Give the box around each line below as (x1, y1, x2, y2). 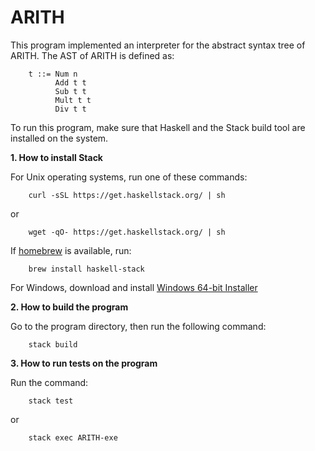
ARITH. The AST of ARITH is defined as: (10, 49, 175, 61)
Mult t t (54, 95, 92, 105)
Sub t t (54, 86, 87, 96)
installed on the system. (10, 132, 109, 144)
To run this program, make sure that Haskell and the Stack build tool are (10, 121, 306, 133)
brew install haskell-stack (28, 264, 145, 274)
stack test (28, 396, 74, 406)
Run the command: (10, 376, 89, 388)
